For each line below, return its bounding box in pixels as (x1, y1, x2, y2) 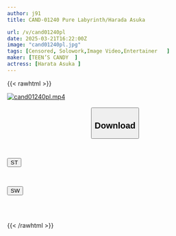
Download (95, 120, 136, 131)
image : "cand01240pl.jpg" (7, 42, 81, 49)
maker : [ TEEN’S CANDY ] (7, 54, 78, 62)
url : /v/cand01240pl (7, 29, 66, 36)
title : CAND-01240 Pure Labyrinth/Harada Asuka (7, 16, 146, 23)
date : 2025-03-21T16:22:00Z (7, 35, 88, 42)
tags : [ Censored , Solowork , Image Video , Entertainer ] (7, 48, 170, 55)
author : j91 (7, 10, 41, 17)
